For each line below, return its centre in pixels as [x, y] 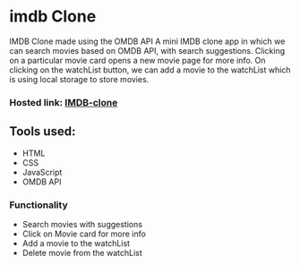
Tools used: [43, 132]
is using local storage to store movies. [79, 79]
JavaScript [42, 172]
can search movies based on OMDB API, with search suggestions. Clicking [147, 50]
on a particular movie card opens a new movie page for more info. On [137, 60]
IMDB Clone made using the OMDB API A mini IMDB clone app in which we [147, 41]
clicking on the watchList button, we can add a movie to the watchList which [150, 70]
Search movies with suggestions [82, 224]
